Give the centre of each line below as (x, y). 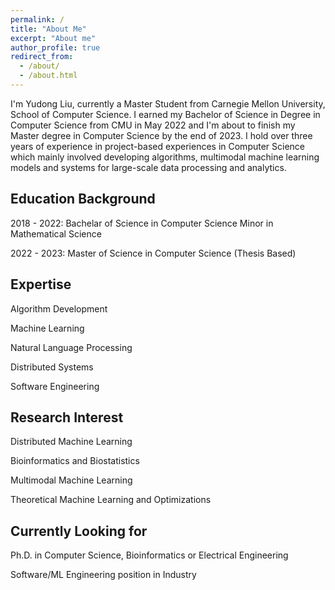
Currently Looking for (79, 531)
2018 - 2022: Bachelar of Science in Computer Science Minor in (142, 223)
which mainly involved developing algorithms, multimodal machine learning (165, 157)
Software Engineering (55, 386)
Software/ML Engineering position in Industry (103, 575)
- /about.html (48, 76)
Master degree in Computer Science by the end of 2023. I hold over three (161, 135)
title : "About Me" (48, 29)
